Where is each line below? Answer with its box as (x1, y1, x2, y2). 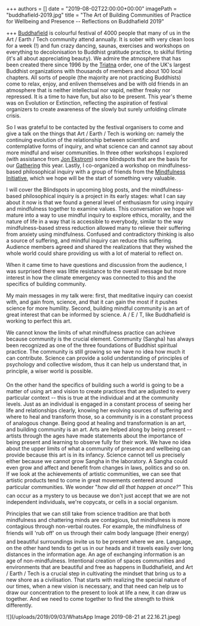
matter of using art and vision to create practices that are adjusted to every (6, 388, 191, 394)
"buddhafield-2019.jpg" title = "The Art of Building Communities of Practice (6, 11, 192, 19)
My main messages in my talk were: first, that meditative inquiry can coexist (6, 292, 193, 299)
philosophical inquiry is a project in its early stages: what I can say (23, 193, 186, 199)
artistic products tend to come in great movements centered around (6, 477, 173, 484)
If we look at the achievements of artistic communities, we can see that (6, 470, 181, 478)
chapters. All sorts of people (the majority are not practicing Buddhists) (6, 74, 181, 81)
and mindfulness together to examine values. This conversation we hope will (6, 205, 195, 212)
